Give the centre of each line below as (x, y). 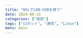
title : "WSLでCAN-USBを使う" (34, 10)
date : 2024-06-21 (23, 14)
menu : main (16, 28)
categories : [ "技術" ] (27, 19)
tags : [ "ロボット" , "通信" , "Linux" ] (42, 23)
